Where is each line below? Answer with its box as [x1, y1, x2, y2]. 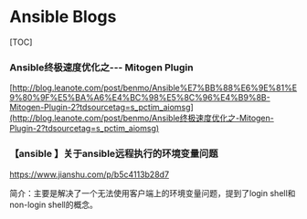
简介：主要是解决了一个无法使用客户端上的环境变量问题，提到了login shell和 [9, 187, 296, 198]
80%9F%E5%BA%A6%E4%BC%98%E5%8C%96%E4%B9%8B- [22, 92, 271, 103]
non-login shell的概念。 [9, 199, 98, 210]
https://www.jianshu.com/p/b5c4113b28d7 [9, 169, 170, 180]
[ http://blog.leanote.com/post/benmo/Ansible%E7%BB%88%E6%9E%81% [9, 82, 292, 93]
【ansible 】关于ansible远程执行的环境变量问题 [9, 148, 218, 161]
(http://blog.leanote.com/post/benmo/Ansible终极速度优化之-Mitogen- [9, 112, 274, 124]
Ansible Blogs [9, 6, 117, 27]
